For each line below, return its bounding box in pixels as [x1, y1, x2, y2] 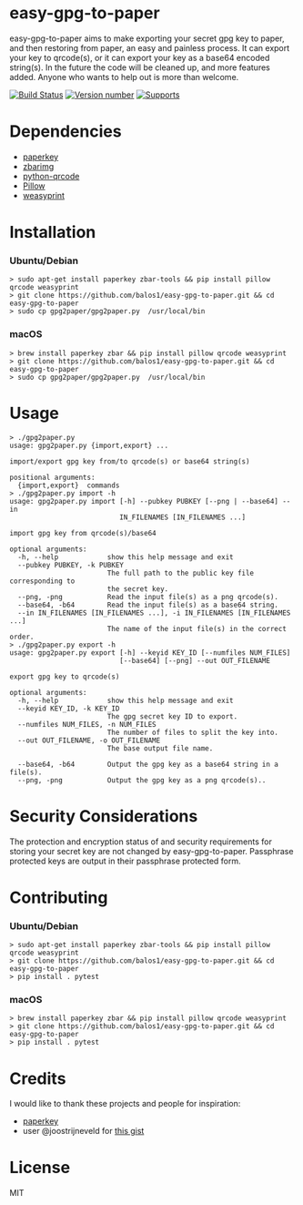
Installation [9, 222, 96, 243]
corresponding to [9, 577, 76, 586]
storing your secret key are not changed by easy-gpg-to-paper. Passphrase [9, 845, 294, 856]
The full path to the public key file [106, 568, 255, 577]
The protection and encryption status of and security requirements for [9, 836, 273, 847]
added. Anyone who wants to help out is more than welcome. [9, 71, 239, 82]
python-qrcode [22, 170, 80, 181]
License [9, 1158, 71, 1178]
